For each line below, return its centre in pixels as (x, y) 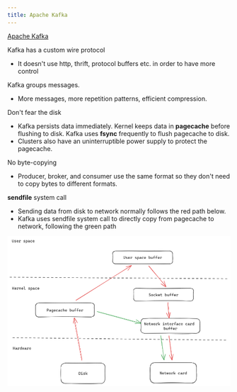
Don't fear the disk (34, 112)
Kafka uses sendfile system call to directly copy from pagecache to (116, 218)
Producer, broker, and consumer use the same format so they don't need (124, 176)
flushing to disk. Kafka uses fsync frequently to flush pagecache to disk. (123, 133)
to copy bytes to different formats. (68, 184)
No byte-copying (32, 162)
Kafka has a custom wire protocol (56, 50)
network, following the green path (67, 226)
